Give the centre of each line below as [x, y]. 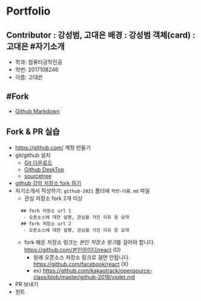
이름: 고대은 [29, 77]
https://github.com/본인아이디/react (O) [72, 250]
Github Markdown [38, 111]
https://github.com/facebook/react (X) [81, 264]
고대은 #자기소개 [35, 46]
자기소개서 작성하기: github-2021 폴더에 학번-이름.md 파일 [82, 190]
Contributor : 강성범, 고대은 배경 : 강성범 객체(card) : [101, 35]
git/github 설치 [33, 155]
